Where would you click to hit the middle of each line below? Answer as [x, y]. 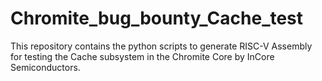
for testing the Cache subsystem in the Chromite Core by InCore [142, 56]
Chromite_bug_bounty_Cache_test [157, 18]
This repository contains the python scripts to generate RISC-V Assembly [161, 46]
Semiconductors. [45, 67]
